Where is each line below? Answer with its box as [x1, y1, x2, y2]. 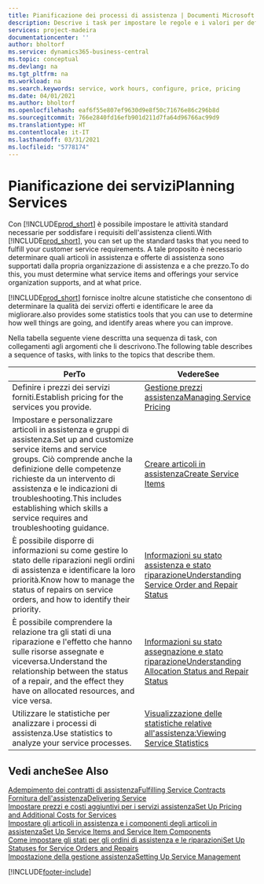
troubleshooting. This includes [12, 493, 122, 504]
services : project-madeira [8, 26, 97, 34]
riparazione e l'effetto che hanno [12, 636, 133, 647]
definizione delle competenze [12, 464, 122, 475]
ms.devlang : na [8, 63, 58, 71]
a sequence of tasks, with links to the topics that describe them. [8, 350, 215, 360]
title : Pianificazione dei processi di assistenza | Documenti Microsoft [8, 11, 255, 20]
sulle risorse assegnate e [12, 646, 104, 657]
